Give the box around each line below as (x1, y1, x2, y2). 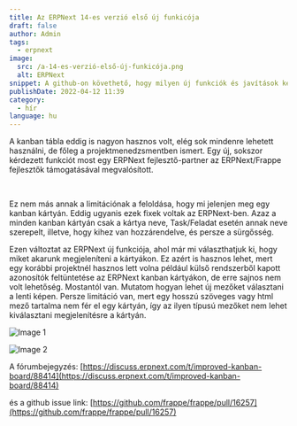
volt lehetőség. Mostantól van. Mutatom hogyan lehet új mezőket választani (9, 282, 285, 292)
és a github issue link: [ (9, 398, 94, 408)
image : (9, 54, 34, 63)
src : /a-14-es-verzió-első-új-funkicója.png (17, 63, 184, 72)
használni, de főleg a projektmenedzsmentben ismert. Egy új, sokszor (9, 145, 263, 156)
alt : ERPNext (17, 71, 65, 80)
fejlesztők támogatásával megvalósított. (9, 165, 154, 175)
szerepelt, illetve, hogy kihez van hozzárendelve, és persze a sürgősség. (9, 227, 274, 237)
